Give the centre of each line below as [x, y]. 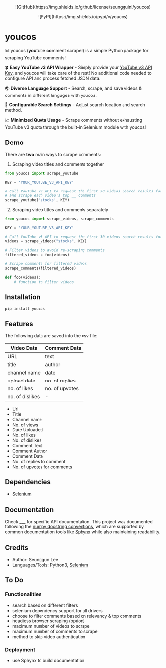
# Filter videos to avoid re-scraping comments [55, 250]
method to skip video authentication [49, 637]
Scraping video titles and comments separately [60, 210]
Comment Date [28, 456]
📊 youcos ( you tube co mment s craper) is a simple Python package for [77, 50]
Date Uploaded [28, 429]
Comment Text [27, 445]
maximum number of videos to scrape [51, 626]
